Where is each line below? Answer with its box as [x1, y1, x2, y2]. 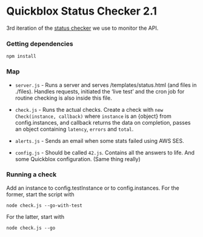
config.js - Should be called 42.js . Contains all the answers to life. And [15, 149, 195, 156]
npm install [6, 53, 36, 60]
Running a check [6, 170, 57, 179]
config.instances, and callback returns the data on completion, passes [15, 118, 191, 126]
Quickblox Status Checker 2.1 [6, 4, 158, 18]
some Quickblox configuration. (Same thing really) [15, 155, 141, 162]
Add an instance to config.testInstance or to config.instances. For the [6, 184, 180, 191]
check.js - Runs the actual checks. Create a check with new [15, 106, 164, 113]
